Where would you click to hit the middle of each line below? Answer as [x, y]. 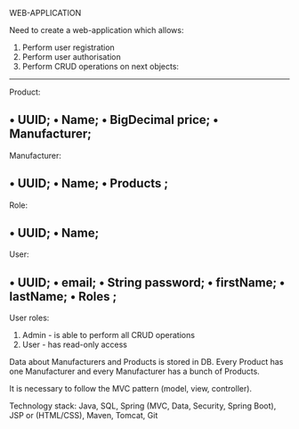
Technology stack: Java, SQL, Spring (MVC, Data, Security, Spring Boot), [143, 406]
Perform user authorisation [72, 57]
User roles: [29, 318]
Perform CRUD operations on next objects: [101, 66]
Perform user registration [69, 47]
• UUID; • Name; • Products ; [89, 183]
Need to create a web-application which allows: [97, 30]
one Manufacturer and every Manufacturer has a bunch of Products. [134, 371]
